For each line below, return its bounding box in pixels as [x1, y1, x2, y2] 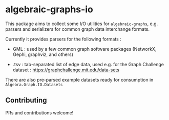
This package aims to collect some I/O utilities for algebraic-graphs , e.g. [5, 21, 158, 27]
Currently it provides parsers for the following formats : [5, 36, 121, 42]
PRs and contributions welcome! [5, 109, 74, 116]
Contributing [5, 96, 47, 105]
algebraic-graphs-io [5, 4, 93, 15]
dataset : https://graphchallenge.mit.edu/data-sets [12, 67, 119, 73]
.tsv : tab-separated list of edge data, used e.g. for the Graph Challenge [12, 61, 164, 67]
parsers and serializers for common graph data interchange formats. [5, 26, 150, 32]
